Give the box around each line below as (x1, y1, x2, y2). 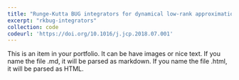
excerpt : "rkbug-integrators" (7, 17, 97, 24)
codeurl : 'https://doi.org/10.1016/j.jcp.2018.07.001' (7, 30, 174, 38)
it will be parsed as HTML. (7, 64, 84, 73)
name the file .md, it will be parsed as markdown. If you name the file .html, (7, 57, 228, 66)
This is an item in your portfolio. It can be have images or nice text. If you (7, 50, 221, 58)
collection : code (7, 23, 59, 30)
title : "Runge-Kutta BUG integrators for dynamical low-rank (7, 10, 193, 18)
